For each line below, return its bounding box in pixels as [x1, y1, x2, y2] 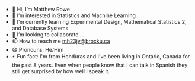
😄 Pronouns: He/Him [11, 46, 64, 53]
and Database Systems [11, 24, 69, 32]
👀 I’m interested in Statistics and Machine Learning [11, 12, 136, 19]
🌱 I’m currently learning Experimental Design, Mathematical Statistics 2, [11, 18, 187, 25]
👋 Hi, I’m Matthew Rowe [11, 6, 70, 13]
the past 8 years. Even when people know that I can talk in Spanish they [11, 61, 188, 68]
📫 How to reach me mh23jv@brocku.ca [11, 38, 110, 45]
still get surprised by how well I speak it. [11, 68, 110, 74]
